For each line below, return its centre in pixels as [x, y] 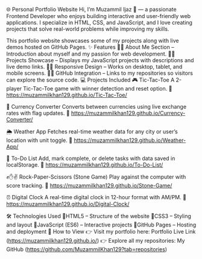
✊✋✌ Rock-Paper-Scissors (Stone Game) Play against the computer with [96, 177]
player [14, 88]
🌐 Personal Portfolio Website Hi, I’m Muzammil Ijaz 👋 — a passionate [91, 9]
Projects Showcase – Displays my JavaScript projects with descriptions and [100, 60]
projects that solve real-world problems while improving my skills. [88, 29]
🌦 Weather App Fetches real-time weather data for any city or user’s [92, 132]
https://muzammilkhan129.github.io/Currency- [128, 113]
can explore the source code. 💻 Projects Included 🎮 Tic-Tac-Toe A [90, 80]
